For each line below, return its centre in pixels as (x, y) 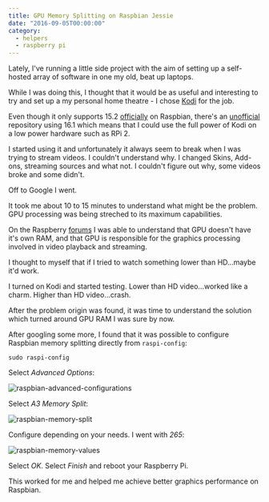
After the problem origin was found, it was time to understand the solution (130, 310)
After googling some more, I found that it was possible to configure (119, 334)
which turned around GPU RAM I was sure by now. (92, 319)
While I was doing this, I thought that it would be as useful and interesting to (133, 92)
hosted (20, 77)
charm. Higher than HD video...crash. (70, 295)
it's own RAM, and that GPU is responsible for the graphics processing (124, 238)
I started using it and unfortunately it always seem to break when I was (125, 149)
